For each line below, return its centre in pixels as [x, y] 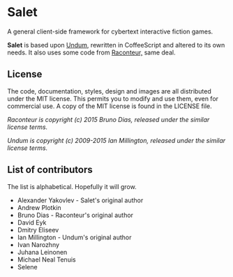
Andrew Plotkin [39, 207]
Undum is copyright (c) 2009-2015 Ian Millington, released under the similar [116, 140]
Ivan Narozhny [38, 244]
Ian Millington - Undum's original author [74, 237]
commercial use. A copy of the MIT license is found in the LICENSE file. [110, 106]
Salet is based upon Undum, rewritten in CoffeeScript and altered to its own [116, 45]
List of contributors [50, 170]
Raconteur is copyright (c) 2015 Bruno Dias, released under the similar [108, 119]
